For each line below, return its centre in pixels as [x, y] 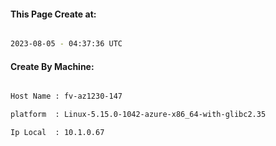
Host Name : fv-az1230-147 [66, 96]
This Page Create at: [53, 14]
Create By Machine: [52, 66]
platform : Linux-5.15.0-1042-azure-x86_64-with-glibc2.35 [138, 115]
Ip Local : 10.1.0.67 [57, 133]
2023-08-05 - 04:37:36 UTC [66, 44]
